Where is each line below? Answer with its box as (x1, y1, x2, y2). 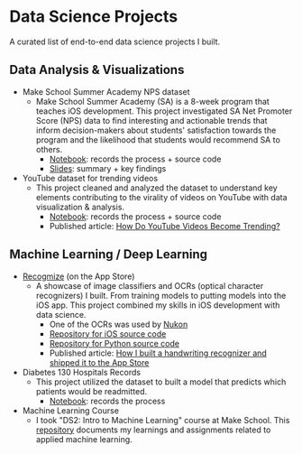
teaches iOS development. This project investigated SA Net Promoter (35, 106, 293, 116)
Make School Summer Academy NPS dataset (22, 86, 191, 97)
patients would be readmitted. (35, 385, 148, 396)
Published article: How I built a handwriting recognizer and (49, 347, 268, 358)
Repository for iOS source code (49, 328, 167, 339)
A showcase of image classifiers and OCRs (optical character (35, 280, 264, 291)
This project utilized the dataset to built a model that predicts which (35, 376, 287, 387)
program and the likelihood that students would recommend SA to (35, 134, 281, 145)
